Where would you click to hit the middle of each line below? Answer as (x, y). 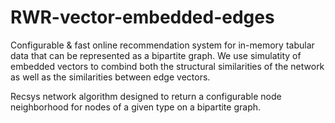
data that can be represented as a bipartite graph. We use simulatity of (156, 55)
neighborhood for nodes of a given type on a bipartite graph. (136, 107)
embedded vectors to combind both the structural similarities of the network (167, 66)
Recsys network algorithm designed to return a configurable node (146, 96)
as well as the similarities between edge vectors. (110, 77)
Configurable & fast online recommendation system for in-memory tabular (162, 45)
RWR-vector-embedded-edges (142, 17)
